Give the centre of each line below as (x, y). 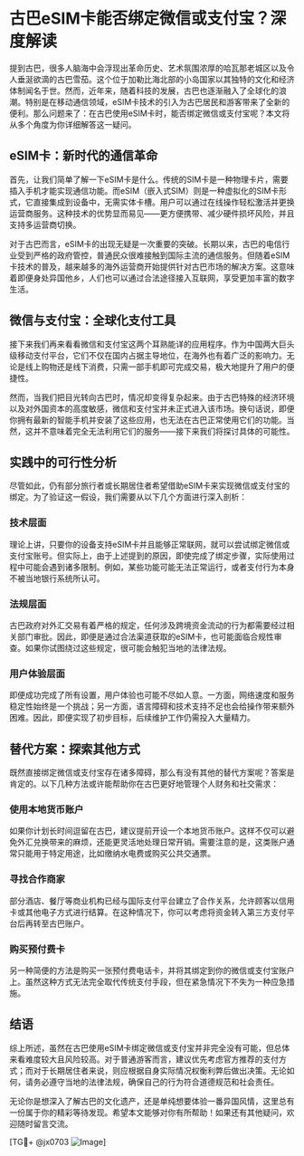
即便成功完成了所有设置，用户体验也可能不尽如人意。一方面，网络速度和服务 (152, 695)
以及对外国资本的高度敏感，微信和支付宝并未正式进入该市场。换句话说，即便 (152, 408)
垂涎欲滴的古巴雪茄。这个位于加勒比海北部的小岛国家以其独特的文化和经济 (156, 79)
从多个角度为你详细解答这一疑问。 (73, 124)
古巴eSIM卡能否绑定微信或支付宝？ (140, 19)
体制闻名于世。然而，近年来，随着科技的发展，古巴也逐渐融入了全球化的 (144, 91)
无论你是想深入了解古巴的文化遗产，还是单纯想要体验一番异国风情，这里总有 (152, 1101)
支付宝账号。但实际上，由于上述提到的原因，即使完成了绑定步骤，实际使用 (148, 555)
